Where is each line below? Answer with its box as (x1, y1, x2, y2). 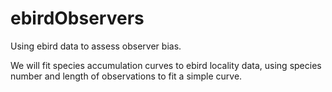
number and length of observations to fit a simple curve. (10, 70, 243, 82)
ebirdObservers (10, 7, 145, 30)
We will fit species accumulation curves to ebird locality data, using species (10, 59, 322, 71)
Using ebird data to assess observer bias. (10, 40, 182, 52)
